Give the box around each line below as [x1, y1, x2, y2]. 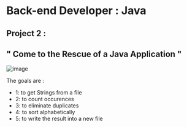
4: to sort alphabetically [15, 109, 75, 116]
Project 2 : [6, 28, 46, 39]
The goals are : [6, 77, 45, 85]
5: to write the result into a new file [15, 115, 103, 123]
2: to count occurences [15, 96, 75, 103]
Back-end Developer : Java [6, 4, 147, 18]
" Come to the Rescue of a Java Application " [6, 48, 182, 59]
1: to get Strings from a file [15, 89, 82, 96]
